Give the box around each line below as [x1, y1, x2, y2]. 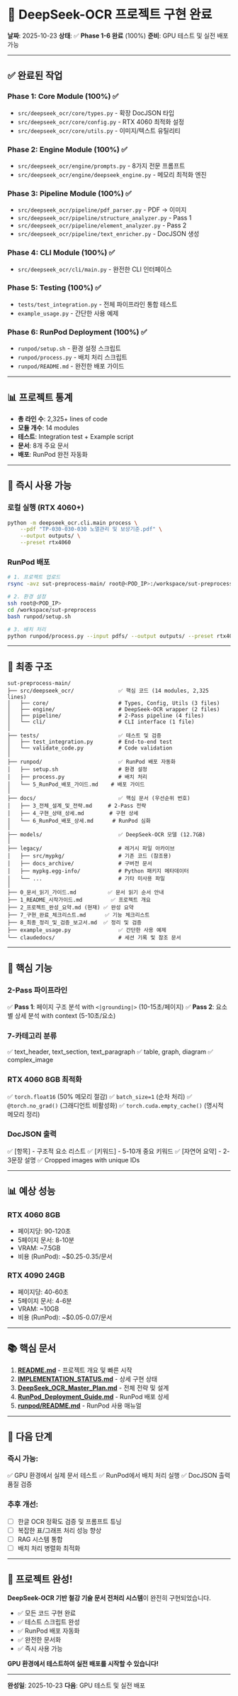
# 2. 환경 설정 [7, 593, 46, 600]
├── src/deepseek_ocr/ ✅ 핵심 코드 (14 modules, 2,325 [7, 687, 209, 695]
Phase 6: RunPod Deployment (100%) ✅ [7, 327, 147, 337]
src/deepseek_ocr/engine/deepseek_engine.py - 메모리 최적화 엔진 [17, 170, 207, 178]
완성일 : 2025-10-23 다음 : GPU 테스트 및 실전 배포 [7, 1681, 146, 1690]
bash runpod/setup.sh [7, 612, 72, 620]
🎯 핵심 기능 [7, 962, 53, 974]
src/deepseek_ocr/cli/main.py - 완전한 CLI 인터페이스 [17, 264, 172, 274]
